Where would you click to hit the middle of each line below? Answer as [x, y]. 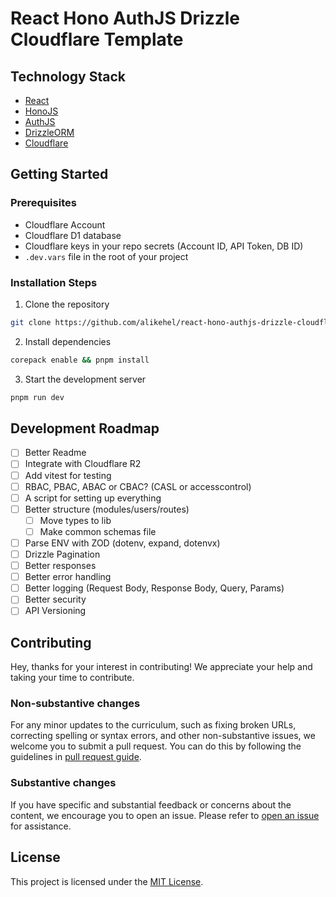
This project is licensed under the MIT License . [107, 881]
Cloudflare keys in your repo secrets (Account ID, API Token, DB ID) [164, 246]
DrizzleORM [49, 132]
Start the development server [85, 379]
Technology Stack [68, 76]
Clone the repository [67, 304]
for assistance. [41, 826]
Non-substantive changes [75, 704]
